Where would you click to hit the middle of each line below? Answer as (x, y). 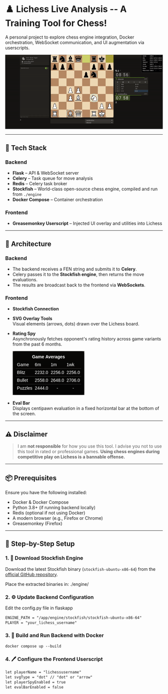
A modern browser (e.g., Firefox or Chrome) (58, 518)
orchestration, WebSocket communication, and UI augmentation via (75, 42)
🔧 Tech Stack (26, 148)
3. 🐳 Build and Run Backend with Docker (54, 635)
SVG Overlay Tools (32, 318)
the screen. (24, 414)
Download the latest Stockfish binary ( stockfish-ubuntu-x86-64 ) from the (80, 569)
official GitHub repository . (32, 574)
